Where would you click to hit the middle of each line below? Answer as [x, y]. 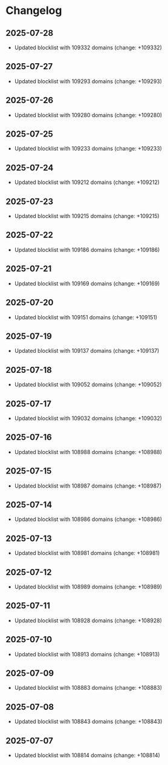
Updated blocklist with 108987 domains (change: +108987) [88, 486]
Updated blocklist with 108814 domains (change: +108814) [87, 755]
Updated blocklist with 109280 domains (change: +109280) [88, 115]
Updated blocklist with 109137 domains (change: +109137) [87, 351]
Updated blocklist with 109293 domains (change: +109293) [88, 81]
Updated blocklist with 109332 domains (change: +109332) [88, 47]
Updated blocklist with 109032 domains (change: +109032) [88, 418]
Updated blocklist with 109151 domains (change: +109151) [86, 317]
